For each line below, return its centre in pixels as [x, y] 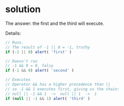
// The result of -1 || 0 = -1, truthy [48, 47]
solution [23, 9]
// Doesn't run [21, 61]
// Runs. [15, 42]
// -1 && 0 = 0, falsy [29, 66]
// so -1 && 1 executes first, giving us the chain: [63, 89]
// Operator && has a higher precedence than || [58, 85]
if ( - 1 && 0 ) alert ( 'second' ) [40, 70]
